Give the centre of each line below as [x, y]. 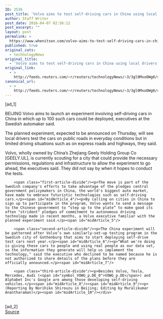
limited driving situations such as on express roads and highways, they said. [81, 144]
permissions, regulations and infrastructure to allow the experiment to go [78, 163]
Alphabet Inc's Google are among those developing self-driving [71, 280]
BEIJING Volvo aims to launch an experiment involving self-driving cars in [78, 114]
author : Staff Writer [27, 18]
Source [12, 312]
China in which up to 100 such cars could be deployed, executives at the [77, 119]
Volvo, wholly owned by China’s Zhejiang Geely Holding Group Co [71, 153]
